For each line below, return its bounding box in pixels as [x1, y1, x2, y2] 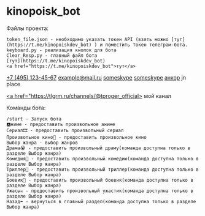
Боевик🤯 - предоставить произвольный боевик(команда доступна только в [6, 177, 193, 183]
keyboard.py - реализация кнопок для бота [6, 47, 117, 53]
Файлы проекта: [6, 24, 49, 32]
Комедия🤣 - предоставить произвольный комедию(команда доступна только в [6, 155, 199, 162]
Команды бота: [6, 104, 46, 111]
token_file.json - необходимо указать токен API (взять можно [6, 36, 169, 42]
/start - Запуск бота [6, 116, 62, 122]
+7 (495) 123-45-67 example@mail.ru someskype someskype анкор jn [6, 73, 186, 81]
